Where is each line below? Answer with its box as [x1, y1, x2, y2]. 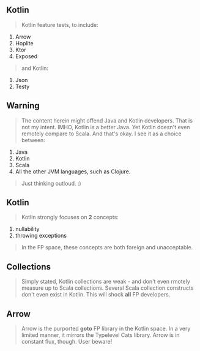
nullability [15, 225, 40, 233]
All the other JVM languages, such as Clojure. [15, 168, 131, 175]
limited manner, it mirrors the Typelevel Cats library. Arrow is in [21, 331, 180, 339]
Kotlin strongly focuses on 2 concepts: [21, 214, 119, 221]
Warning [6, 100, 40, 111]
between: [21, 136, 46, 143]
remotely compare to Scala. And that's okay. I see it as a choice [21, 130, 182, 137]
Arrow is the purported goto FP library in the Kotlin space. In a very [21, 325, 191, 333]
